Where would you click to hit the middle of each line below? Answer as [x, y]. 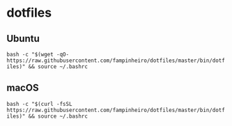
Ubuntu [23, 39]
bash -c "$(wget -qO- [38, 54]
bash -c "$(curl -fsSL [39, 104]
